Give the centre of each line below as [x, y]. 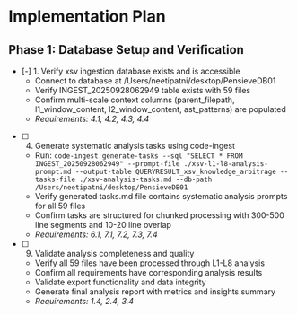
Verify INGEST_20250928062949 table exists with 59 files [143, 90]
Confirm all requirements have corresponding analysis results [148, 272]
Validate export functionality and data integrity [121, 282]
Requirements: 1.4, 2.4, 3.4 [84, 301]
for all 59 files [60, 206]
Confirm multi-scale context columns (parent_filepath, [135, 100]
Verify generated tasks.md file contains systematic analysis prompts [161, 196]
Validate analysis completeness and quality [114, 254]
